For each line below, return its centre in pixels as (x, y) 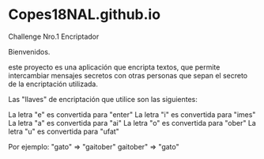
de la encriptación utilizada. (53, 84)
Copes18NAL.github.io (84, 15)
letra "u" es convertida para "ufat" (64, 131)
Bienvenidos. (29, 51)
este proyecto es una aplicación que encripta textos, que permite (114, 67)
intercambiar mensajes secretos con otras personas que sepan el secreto (128, 75)
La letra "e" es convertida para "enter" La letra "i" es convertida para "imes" (132, 114)
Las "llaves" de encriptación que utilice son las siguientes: (103, 99)
